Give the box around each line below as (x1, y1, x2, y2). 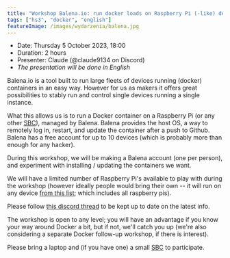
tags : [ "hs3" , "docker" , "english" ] (7, 16, 112, 23)
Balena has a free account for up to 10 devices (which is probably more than (7, 133, 222, 142)
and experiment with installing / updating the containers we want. (7, 162, 192, 170)
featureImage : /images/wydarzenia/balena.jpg (7, 23, 139, 29)
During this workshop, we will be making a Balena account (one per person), (7, 154, 223, 162)
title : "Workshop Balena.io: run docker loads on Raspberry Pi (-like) (7, 10, 216, 17)
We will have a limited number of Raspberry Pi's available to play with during (7, 175, 222, 183)
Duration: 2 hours (16, 49, 67, 57)
